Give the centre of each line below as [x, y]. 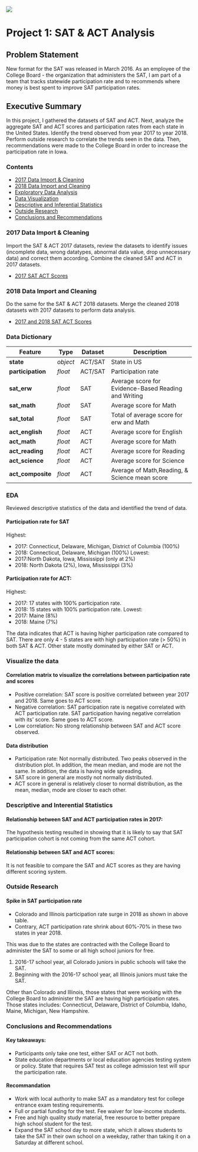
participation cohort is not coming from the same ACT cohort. [81, 839]
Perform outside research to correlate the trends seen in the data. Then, [93, 139]
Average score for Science [148, 461]
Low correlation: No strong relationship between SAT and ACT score [98, 726]
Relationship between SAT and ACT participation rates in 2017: [85, 819]
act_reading [26, 451]
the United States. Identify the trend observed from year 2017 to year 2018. [97, 133]
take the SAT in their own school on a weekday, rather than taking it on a [102, 1136]
